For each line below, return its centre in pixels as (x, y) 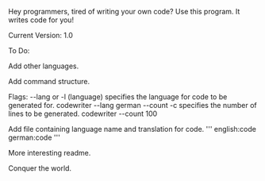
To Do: (19, 50)
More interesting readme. (50, 153)
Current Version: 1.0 (40, 35)
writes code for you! (41, 20)
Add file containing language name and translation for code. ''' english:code (132, 129)
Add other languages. (44, 66)
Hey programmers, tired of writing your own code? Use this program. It (124, 12)
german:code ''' (35, 137)
